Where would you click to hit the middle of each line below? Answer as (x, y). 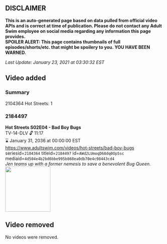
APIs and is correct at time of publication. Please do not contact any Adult (83, 26)
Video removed (30, 225)
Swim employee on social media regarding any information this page (78, 31)
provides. (16, 36)
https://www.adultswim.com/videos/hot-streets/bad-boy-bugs (70, 147)
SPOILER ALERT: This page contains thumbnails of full (63, 42)
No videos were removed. (32, 237)
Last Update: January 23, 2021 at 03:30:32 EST (55, 62)
